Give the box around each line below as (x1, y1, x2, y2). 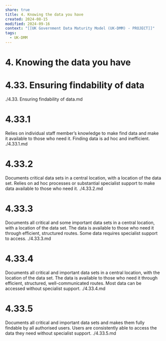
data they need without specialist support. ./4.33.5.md (5, 330, 116, 336)
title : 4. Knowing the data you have (5, 12, 84, 17)
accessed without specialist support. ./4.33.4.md (5, 285, 106, 291)
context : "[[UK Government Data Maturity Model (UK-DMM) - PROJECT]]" (5, 26, 155, 31)
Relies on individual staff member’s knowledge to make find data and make (5, 130, 159, 136)
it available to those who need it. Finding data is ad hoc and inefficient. (5, 135, 150, 141)
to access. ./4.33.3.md (5, 235, 51, 241)
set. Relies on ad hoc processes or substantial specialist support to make (5, 180, 156, 186)
